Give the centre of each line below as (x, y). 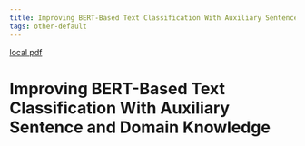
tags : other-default (49, 26)
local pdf (26, 52)
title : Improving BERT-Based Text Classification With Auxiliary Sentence (154, 18)
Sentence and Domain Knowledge (140, 127)
